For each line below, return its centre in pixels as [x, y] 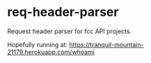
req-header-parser [63, 12]
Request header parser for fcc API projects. [70, 31]
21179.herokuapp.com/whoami [51, 52]
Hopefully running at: [38, 44]
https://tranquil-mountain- [106, 44]
